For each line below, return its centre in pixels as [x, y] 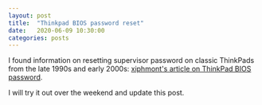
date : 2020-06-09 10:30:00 [57, 30]
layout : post [30, 16]
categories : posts [39, 38]
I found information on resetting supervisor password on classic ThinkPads [131, 60]
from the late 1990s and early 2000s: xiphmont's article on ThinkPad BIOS [130, 69]
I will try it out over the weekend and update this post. [96, 93]
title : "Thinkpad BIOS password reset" [76, 23]
